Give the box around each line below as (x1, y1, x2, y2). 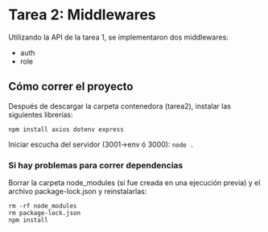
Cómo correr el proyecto (8, 80, 134, 93)
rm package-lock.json (8, 209, 81, 217)
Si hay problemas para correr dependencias (8, 159, 183, 171)
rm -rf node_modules (8, 202, 78, 210)
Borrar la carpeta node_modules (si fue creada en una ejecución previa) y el (8, 178, 261, 188)
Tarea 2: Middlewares (8, 6, 157, 24)
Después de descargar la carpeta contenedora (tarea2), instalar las (8, 101, 232, 110)
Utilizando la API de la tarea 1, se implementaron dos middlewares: (8, 32, 229, 42)
